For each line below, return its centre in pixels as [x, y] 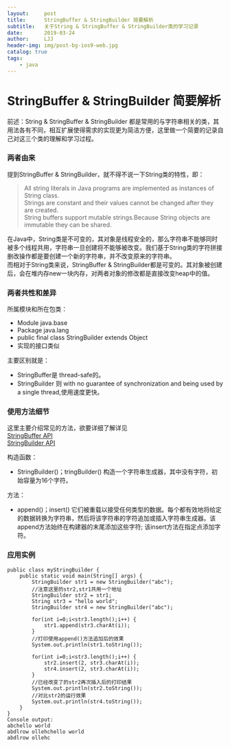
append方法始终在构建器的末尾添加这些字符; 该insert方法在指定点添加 [116, 527]
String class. [42, 195]
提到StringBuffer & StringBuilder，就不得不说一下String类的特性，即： [106, 174]
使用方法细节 [28, 412]
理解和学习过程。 [73, 138]
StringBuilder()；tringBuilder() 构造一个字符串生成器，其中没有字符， [114, 472]
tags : [15, 59]
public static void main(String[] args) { [81, 576]
